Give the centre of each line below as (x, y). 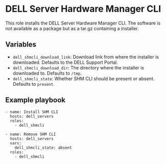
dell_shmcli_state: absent (43, 148)
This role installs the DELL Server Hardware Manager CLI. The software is (83, 23)
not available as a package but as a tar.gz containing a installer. (72, 28)
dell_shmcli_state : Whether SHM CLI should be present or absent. (84, 78)
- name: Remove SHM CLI (31, 134)
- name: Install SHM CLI (32, 112)
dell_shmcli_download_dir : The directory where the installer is (78, 67)
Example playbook (35, 100)
